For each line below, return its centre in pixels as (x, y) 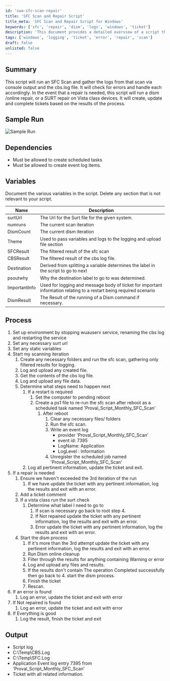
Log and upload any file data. (50, 381)
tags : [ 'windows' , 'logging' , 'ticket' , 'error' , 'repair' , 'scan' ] (79, 38)
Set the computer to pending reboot (73, 397)
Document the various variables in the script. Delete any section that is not (83, 194)
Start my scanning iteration (41, 354)
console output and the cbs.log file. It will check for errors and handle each (83, 87)
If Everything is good (34, 613)
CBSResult (18, 258)
